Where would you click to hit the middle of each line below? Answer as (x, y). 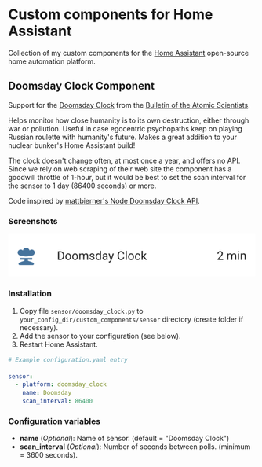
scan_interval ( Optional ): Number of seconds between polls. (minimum (135, 447)
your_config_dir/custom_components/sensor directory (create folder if (131, 319)
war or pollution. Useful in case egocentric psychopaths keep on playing (126, 128)
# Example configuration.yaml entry (68, 359)
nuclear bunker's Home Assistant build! (72, 145)
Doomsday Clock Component (82, 86)
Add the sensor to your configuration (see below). (100, 336)
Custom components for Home (111, 15)
